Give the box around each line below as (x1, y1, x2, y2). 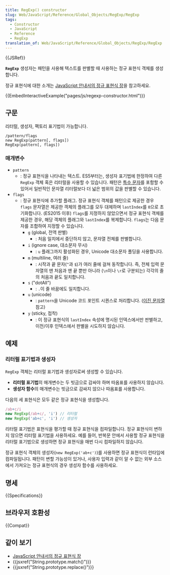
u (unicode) (27, 291, 52, 297)
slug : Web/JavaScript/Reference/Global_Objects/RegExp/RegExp (5, 12, 140, 17)
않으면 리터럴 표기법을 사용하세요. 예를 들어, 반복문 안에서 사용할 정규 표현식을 (10, 432, 165, 438)
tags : (5, 17, 17, 22)
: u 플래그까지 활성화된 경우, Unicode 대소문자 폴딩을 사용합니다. (35, 248, 163, 254)
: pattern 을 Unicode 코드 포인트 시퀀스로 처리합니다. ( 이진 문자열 (35, 297, 165, 303)
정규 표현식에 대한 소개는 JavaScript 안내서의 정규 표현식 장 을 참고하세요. (5, 82, 151, 88)
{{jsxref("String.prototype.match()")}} (12, 559, 91, 565)
